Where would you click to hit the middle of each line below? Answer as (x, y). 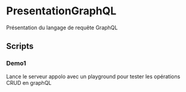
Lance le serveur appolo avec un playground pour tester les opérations (93, 76)
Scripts (20, 46)
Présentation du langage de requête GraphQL (62, 27)
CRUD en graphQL (29, 82)
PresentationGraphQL (61, 11)
